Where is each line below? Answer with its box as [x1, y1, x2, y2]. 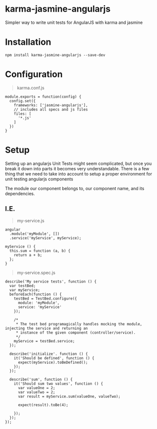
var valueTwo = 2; [17, 390, 55, 394]
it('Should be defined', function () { [14, 356, 95, 360]
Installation [5, 36, 52, 48]
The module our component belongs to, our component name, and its [5, 185, 144, 191]
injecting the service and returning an [5, 326, 88, 331]
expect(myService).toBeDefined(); [17, 360, 88, 365]
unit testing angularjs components [5, 176, 73, 182]
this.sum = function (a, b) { [9, 248, 70, 253]
